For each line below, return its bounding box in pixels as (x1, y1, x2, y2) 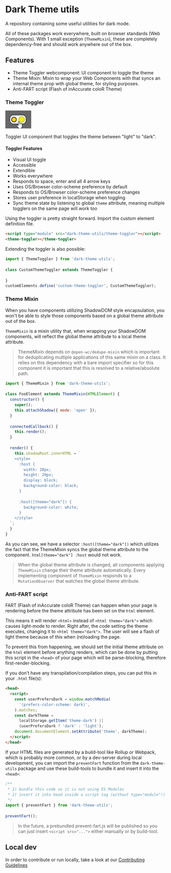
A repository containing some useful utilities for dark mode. (5, 20, 130, 27)
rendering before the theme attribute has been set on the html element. (5, 608, 155, 614)
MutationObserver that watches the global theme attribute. (17, 578, 140, 584)
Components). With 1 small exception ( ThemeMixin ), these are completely (5, 36, 157, 42)
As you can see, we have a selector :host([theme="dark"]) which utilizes (5, 540, 159, 547)
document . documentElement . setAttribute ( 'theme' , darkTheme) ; (14, 729, 147, 734)
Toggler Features (5, 145, 42, 151)
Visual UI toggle (12, 157, 46, 163)
